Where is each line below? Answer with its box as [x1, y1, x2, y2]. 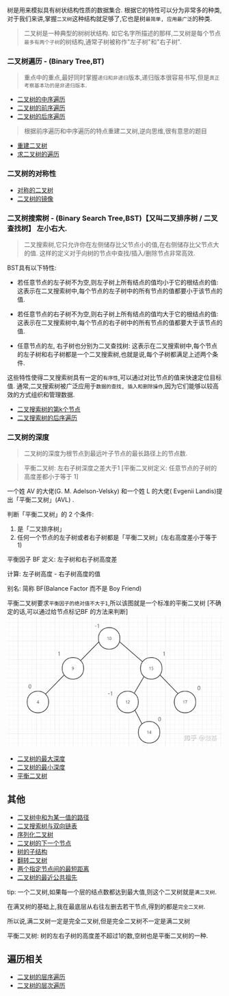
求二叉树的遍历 [16, 150, 59, 158]
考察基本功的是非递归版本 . [23, 81, 87, 89]
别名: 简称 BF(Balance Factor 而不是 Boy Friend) [7, 584, 142, 593]
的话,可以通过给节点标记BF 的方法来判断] [12, 608, 129, 616]
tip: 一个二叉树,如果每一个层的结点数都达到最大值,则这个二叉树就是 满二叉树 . [7, 888, 217, 896]
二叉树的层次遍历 [16, 982, 66, 990]
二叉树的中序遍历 [16, 95, 66, 104]
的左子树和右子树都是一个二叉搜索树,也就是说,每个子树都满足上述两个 [16, 350, 213, 358]
